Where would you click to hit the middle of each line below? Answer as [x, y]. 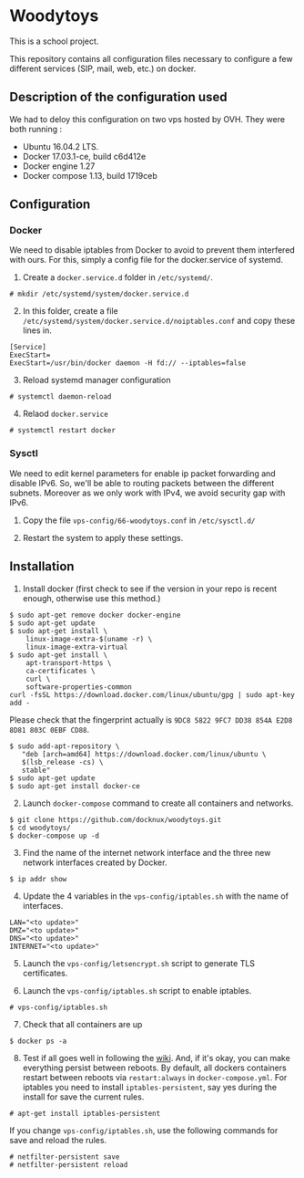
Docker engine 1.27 [59, 166]
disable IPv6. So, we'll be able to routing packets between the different [142, 483]
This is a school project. [54, 41]
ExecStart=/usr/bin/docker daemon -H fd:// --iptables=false [128, 363]
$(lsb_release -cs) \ [62, 762]
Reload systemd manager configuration [96, 381]
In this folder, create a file [70, 311]
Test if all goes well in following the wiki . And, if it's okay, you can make [157, 1058]
